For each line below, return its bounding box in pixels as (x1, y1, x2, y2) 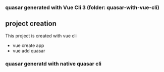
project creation (5, 19, 57, 28)
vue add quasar (12, 47, 45, 53)
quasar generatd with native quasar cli (5, 60, 102, 67)
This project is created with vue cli (5, 32, 77, 38)
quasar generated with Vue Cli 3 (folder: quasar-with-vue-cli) (5, 4, 160, 11)
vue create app (12, 42, 44, 48)
